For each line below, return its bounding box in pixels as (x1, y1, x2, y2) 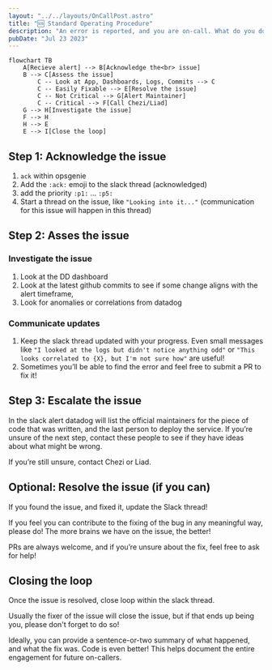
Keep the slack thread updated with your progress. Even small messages (19, 336, 264, 346)
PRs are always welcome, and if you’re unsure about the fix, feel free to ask (8, 542, 261, 552)
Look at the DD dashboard (19, 271, 108, 281)
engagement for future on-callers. (8, 653, 122, 663)
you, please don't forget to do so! (8, 620, 120, 629)
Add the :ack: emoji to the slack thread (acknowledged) (19, 180, 208, 190)
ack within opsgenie (19, 171, 87, 181)
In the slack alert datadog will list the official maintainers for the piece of (8, 415, 249, 425)
